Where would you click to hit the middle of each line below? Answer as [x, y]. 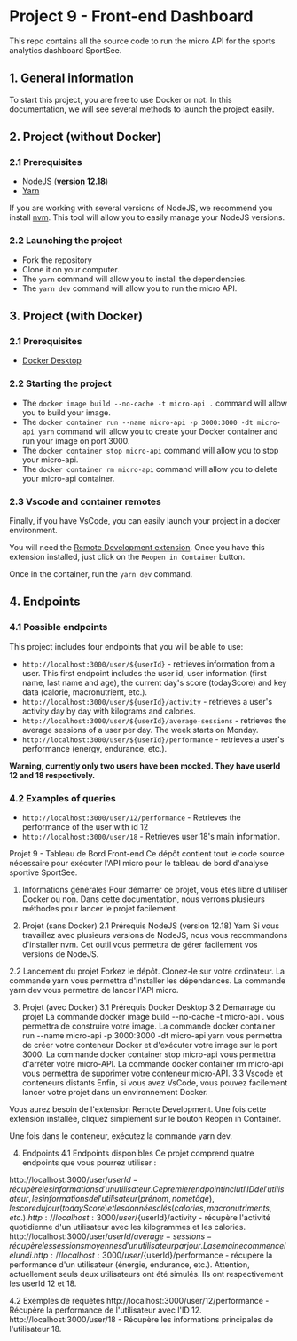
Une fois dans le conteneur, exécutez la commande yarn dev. [121, 1136]
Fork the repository [57, 260]
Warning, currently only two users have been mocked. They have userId [145, 766]
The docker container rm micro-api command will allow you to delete [149, 469]
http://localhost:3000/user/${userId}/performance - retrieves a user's [153, 739]
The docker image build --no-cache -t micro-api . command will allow [155, 403]
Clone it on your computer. [70, 269]
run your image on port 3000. [76, 440]
